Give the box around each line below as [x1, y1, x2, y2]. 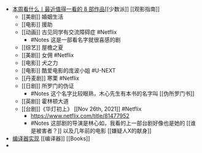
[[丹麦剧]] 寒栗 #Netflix [21, 74, 80, 82]
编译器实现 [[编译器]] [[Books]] [12, 135, 90, 142]
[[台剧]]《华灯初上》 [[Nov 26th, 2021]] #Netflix [21, 105, 142, 112]
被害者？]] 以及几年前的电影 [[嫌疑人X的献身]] [36, 127, 152, 134]
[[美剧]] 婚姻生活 [21, 13, 63, 20]
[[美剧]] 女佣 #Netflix [21, 52, 74, 58]
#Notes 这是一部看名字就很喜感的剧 [30, 36, 121, 43]
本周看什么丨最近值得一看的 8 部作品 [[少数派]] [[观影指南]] [12, 6, 160, 12]
